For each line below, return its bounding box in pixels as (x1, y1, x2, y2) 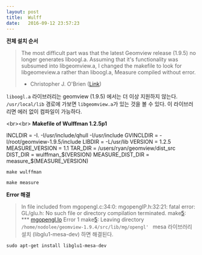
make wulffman (6, 169, 42, 175)
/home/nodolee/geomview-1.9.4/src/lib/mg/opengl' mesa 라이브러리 (21, 223, 192, 230)
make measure (6, 179, 39, 186)
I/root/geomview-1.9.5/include (6, 138, 82, 146)
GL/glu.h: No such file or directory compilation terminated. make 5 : (21, 210, 186, 217)
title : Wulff (6, 15, 42, 21)
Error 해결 (6, 191, 31, 198)
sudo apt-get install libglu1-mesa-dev (6, 243, 107, 249)
